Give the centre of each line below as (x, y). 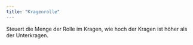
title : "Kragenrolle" (33, 12)
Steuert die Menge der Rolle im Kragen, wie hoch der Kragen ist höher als (97, 29)
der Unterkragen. (27, 35)
